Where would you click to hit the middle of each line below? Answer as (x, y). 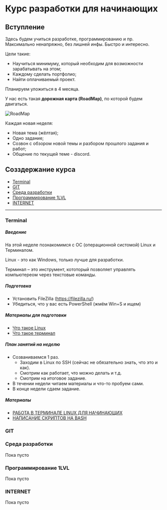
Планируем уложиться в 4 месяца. (42, 89)
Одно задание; (28, 138)
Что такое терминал (34, 333)
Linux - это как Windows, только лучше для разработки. (65, 260)
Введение (16, 232)
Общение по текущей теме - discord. (51, 154)
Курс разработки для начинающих (82, 9)
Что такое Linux (29, 328)
